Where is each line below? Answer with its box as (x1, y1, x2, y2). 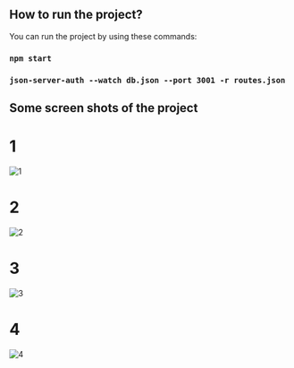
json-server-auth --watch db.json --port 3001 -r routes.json (9, 75, 286, 85)
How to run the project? (9, 7, 143, 22)
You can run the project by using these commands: (9, 30, 197, 41)
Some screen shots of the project (9, 100, 198, 116)
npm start (9, 53, 52, 64)
